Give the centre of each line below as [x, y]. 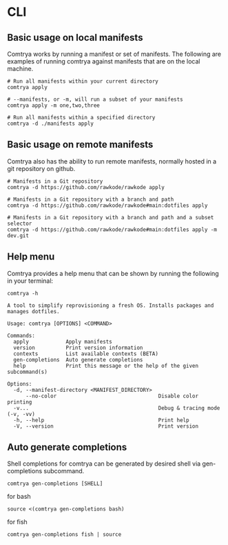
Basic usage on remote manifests [80, 145]
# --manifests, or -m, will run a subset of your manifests [95, 99]
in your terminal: [30, 281]
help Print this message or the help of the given [106, 366]
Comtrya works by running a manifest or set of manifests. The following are [114, 54]
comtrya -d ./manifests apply [51, 123]
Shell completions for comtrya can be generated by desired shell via [104, 464]
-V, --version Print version [106, 426]
